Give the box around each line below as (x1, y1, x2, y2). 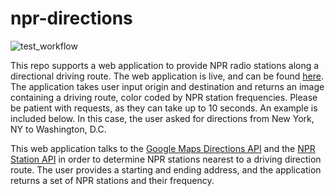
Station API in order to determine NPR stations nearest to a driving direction (10, 153, 322, 165)
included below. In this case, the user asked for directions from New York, (10, 112, 315, 124)
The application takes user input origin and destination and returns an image (10, 80, 325, 92)
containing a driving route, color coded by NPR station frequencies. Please (10, 91, 318, 103)
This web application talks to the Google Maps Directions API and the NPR (10, 142, 316, 154)
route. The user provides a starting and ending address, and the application (10, 163, 322, 176)
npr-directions (10, 7, 133, 30)
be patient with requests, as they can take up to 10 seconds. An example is (10, 102, 318, 114)
